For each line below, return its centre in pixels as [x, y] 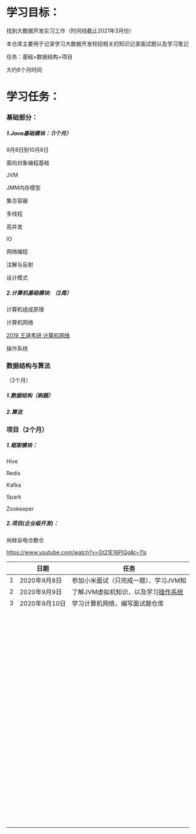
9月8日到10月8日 [28, 150]
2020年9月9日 [41, 592]
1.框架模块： [22, 445]
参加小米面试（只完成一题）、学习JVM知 [129, 580]
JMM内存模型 [24, 188]
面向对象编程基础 [28, 163]
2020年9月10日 [43, 603]
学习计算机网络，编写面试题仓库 [118, 603]
